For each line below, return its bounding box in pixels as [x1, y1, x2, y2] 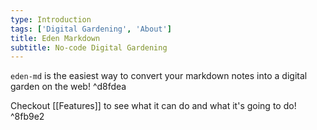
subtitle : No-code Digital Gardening [10, 42, 168, 53]
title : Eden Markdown [10, 33, 101, 43]
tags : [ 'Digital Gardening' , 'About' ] [10, 24, 172, 34]
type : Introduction [10, 14, 92, 25]
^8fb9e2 [10, 111, 45, 123]
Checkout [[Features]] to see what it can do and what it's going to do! [10, 100, 297, 112]
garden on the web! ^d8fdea [10, 81, 127, 93]
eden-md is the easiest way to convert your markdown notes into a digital [10, 70, 308, 82]
